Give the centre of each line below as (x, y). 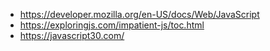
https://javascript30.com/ (72, 35)
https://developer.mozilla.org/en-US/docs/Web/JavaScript (139, 14)
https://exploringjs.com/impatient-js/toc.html (112, 25)
